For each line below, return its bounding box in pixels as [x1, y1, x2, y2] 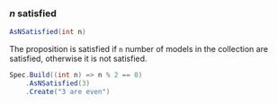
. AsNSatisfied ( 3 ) [25, 79, 91, 88]
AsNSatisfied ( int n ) [9, 28, 87, 37]
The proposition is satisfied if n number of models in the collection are [9, 44, 268, 55]
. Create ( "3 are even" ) [25, 87, 111, 96]
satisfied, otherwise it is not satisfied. [9, 53, 147, 65]
